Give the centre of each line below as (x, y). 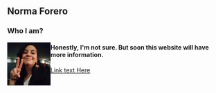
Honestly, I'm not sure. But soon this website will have (130, 47)
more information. (77, 54)
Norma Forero (37, 11)
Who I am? (25, 31)
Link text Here (71, 70)
